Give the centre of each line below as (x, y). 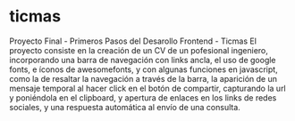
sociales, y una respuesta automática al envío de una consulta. (125, 107)
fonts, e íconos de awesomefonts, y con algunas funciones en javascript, (144, 69)
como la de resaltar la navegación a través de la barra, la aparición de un (143, 78)
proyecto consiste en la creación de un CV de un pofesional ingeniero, (139, 50)
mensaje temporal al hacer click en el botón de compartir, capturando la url (147, 88)
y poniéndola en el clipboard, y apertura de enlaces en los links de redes (143, 97)
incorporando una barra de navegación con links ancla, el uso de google (143, 60)
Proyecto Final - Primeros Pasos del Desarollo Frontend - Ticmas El (133, 41)
